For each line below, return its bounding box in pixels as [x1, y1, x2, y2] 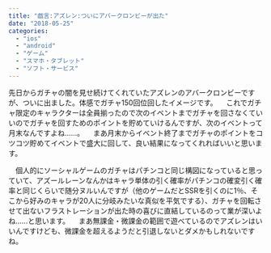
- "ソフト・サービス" [15, 65, 79, 73]
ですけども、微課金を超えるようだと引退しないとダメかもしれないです [22, 226, 256, 235]
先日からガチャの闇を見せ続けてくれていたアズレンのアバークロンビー [8, 87, 241, 97]
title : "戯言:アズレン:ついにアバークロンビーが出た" [8, 11, 169, 20]
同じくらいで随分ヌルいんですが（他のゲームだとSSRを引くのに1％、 [22, 185, 252, 195]
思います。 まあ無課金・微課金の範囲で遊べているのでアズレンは [35, 216, 256, 226]
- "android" [15, 42, 57, 50]
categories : [8, 27, 49, 35]
